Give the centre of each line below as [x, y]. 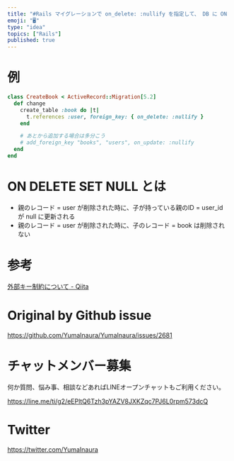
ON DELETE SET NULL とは [87, 187]
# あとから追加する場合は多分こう [63, 136]
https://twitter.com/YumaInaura [53, 449]
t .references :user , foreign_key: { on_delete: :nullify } [115, 117]
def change [30, 104]
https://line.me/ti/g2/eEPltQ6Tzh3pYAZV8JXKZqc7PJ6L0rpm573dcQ [108, 401]
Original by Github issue [80, 316]
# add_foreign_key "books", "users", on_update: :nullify [107, 143]
